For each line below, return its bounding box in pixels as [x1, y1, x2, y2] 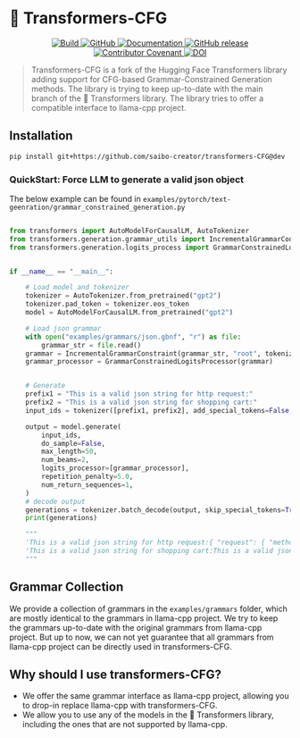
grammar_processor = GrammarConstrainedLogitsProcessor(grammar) [25, 357, 274, 366]
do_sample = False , [41, 439, 105, 448]
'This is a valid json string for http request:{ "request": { [25, 538, 266, 548]
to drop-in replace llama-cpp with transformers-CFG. [21, 700, 218, 711]
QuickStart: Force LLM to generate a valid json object [9, 173, 244, 186]
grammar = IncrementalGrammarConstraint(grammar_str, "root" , [25, 348, 262, 358]
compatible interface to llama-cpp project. [30, 102, 187, 113]
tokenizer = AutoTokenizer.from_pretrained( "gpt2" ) [25, 291, 221, 300]
